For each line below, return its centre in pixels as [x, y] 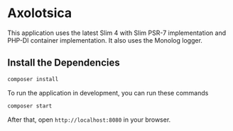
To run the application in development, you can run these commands [108, 93]
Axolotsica [40, 13]
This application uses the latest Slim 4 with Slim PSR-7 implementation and [117, 33]
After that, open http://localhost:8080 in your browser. [89, 120]
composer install [33, 79]
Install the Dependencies [64, 63]
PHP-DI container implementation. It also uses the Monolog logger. [105, 40]
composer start [30, 106]
